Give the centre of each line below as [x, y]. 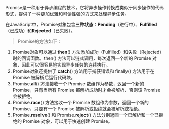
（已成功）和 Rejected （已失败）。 [40, 31]
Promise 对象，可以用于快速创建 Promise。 [68, 121]
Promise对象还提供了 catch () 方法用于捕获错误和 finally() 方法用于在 [83, 71]
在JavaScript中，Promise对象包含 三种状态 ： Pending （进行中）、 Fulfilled [81, 24]
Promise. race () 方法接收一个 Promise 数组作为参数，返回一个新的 [81, 103]
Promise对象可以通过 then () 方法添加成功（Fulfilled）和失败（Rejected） [88, 52]
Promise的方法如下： [39, 41]
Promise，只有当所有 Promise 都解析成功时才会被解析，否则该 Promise [87, 90]
